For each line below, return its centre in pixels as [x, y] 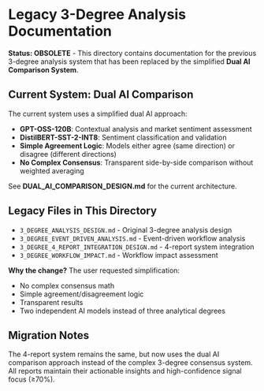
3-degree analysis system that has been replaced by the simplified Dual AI [129, 61]
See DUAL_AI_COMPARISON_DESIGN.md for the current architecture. [123, 186]
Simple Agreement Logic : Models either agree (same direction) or [127, 145]
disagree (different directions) [68, 154]
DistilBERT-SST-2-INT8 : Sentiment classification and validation [123, 137]
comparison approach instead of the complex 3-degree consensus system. [131, 363]
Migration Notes [48, 335]
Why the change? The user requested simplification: [94, 270]
